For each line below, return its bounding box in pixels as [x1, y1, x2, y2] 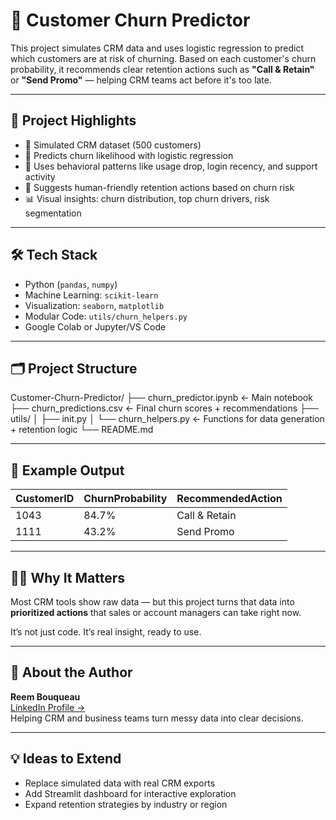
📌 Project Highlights [10, 112, 137, 129]
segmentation [24, 207, 82, 219]
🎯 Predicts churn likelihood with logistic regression [24, 149, 234, 161]
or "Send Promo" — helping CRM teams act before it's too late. [10, 74, 272, 86]
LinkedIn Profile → [10, 701, 86, 713]
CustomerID [15, 492, 75, 506]
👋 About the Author [10, 664, 133, 681]
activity [24, 170, 56, 183]
